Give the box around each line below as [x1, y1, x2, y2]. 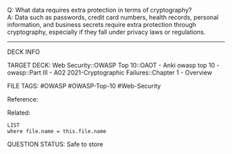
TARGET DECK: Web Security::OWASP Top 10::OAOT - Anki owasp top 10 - [7, 61, 220, 69]
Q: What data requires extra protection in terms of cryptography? [7, 6, 192, 14]
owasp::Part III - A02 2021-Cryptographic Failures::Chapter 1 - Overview [7, 68, 213, 77]
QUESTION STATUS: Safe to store [7, 140, 104, 148]
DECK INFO [7, 48, 40, 56]
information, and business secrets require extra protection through [7, 21, 197, 28]
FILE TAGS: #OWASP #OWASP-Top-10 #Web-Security [7, 82, 161, 90]
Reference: [7, 95, 39, 103]
